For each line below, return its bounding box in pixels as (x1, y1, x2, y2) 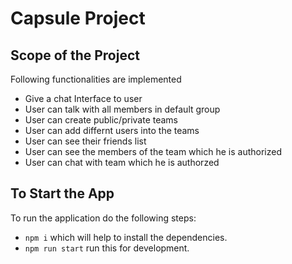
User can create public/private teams (24, 114, 178, 126)
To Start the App (10, 185, 115, 202)
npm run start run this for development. (24, 242, 190, 254)
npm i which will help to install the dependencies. (24, 231, 228, 243)
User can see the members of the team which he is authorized (24, 146, 282, 157)
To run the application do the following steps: (10, 212, 197, 224)
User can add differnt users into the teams (24, 125, 200, 136)
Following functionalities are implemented (10, 73, 182, 85)
